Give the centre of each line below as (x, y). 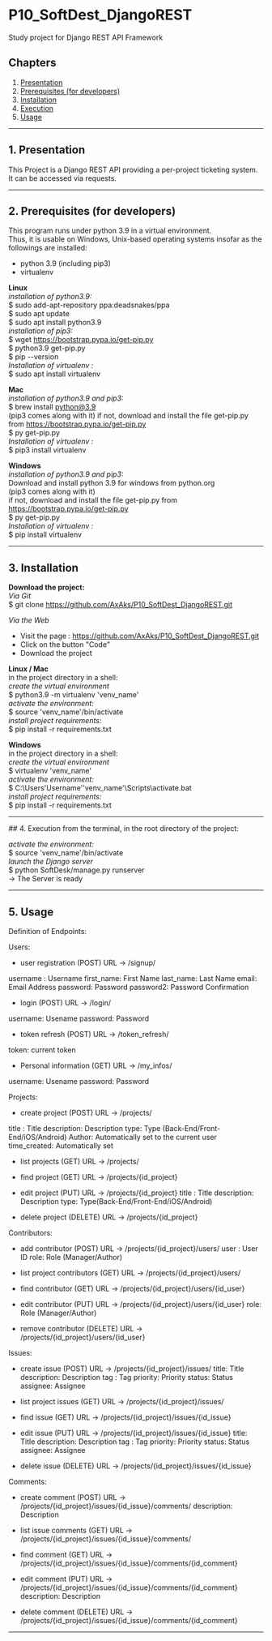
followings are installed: (48, 248)
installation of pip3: (40, 331)
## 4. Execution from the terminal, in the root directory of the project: (123, 829)
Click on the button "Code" (65, 645)
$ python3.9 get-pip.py (47, 348)
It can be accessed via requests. (63, 178)
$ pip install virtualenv (45, 535)
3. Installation (44, 568)
